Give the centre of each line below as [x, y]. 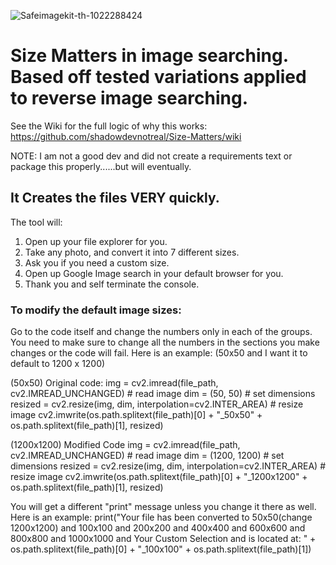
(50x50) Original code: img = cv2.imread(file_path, [114, 383]
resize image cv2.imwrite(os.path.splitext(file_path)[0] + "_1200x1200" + [159, 477]
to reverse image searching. [129, 98]
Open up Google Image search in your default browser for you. [154, 273]
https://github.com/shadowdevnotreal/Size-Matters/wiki [126, 136]
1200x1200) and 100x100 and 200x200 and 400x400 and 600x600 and [158, 528]
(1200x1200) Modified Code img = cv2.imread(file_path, [125, 445]
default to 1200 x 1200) [58, 364]
